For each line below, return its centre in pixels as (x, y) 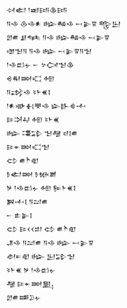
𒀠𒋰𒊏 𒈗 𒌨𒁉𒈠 (41, 256)
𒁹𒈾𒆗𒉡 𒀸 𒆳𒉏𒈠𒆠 (40, 65)
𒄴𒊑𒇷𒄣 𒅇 (31, 78)
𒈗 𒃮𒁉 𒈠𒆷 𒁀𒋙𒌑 (42, 133)
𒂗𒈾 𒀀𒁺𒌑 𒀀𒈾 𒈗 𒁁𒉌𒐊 (50, 243)
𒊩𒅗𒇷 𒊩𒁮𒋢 (32, 174)
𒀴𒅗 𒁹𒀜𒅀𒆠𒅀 (37, 10)
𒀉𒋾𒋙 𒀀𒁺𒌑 (27, 202)
